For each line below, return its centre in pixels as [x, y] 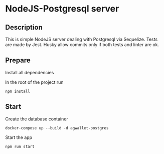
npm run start [20, 146]
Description [24, 27]
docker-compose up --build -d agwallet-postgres [57, 128]
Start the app [19, 137]
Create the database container [37, 119]
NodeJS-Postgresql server [62, 9]
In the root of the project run [34, 82]
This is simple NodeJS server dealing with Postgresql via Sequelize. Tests [81, 39]
